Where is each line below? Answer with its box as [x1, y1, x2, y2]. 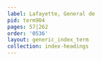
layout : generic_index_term [7, 36, 89, 43]
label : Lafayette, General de [7, 10, 96, 18]
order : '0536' [7, 29, 49, 37]
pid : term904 [7, 17, 45, 24]
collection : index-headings [7, 43, 89, 50]
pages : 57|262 [7, 23, 49, 30]
